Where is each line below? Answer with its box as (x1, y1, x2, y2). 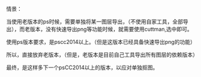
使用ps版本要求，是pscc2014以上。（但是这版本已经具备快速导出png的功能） (6, 38, 196, 45)
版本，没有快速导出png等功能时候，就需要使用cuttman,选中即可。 (29, 26, 193, 32)
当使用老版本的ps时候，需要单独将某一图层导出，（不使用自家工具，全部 (6, 18, 183, 25)
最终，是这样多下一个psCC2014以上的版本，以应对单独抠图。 (6, 64, 158, 71)
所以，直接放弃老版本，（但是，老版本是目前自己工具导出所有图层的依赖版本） (6, 51, 198, 58)
